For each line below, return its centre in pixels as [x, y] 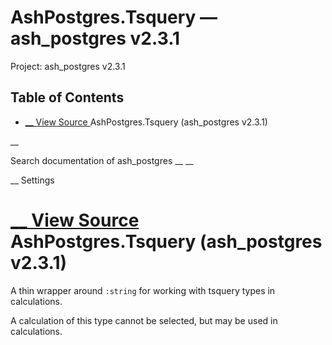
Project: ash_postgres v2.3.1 [68, 66]
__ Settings [32, 180]
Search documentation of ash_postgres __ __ [102, 160]
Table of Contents [67, 97]
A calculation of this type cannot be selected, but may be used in [144, 320]
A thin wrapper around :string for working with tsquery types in [143, 290]
